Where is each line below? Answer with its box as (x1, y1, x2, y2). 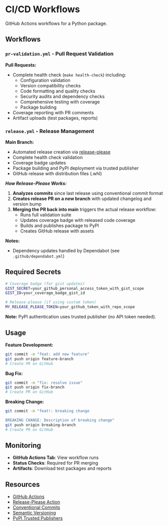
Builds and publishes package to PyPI (20, 222, 99, 228)
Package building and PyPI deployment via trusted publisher (12, 165, 139, 171)
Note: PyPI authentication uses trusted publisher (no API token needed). (5, 314, 156, 320)
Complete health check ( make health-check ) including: (12, 72, 126, 78)
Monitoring (5, 441, 42, 450)
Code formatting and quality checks (20, 88, 95, 94)
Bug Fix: (5, 370, 23, 376)
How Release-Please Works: (5, 180, 67, 186)
